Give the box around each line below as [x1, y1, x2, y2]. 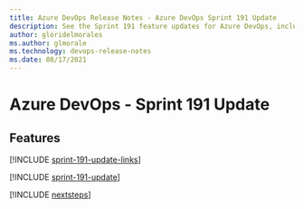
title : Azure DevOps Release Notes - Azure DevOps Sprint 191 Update [9, 13, 278, 23]
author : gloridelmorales [9, 30, 103, 39]
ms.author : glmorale [9, 38, 88, 48]
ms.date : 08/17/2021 [9, 55, 88, 64]
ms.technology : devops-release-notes [9, 47, 152, 56]
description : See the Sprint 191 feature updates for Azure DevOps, [9, 22, 273, 31]
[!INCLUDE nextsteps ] [9, 189, 92, 200]
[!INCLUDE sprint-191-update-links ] [9, 155, 142, 165]
